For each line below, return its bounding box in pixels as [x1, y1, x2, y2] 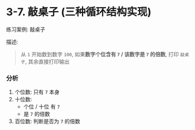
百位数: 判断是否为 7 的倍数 [14, 118, 81, 125]
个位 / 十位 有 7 [23, 103, 60, 110]
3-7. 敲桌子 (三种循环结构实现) [6, 5, 152, 19]
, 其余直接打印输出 [25, 58, 70, 65]
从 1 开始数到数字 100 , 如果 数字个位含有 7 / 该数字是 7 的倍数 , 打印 [20, 50, 179, 57]
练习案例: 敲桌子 [6, 26, 45, 33]
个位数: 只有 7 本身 [14, 88, 60, 95]
